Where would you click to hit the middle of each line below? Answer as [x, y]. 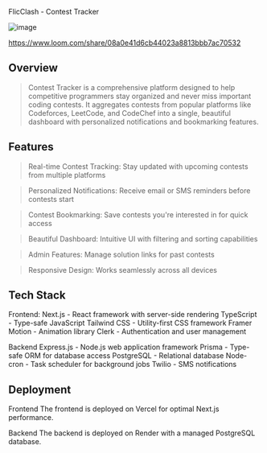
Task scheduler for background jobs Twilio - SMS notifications [134, 364]
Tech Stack [37, 296]
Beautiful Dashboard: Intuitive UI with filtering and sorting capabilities [143, 239]
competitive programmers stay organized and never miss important [140, 96]
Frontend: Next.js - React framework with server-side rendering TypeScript [133, 315]
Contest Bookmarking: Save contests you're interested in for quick [138, 214]
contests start [51, 199]
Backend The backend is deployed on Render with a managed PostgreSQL [132, 433]
